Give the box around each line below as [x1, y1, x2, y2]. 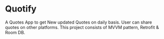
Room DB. [5, 29, 25, 35]
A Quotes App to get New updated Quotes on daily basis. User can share [5, 19, 152, 25]
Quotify [5, 3, 37, 14]
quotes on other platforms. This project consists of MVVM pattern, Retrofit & [5, 24, 159, 30]
